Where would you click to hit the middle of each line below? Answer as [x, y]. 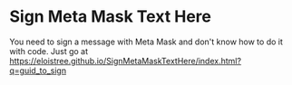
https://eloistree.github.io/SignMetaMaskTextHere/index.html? [126, 61]
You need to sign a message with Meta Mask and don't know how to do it [146, 42]
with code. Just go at [49, 51]
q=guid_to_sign [38, 71]
